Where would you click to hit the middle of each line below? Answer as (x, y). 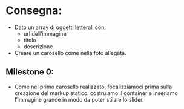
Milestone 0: (30, 72)
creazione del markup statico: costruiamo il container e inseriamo (96, 93)
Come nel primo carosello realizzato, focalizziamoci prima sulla (93, 87)
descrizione (38, 47)
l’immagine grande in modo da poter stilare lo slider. (79, 99)
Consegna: (34, 11)
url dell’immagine (45, 33)
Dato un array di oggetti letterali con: (60, 27)
